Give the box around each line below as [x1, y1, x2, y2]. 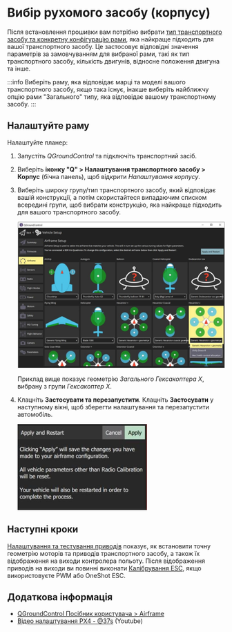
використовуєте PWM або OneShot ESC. [7, 571, 126, 579]
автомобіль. [17, 410, 53, 419]
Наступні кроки [7, 523, 79, 535]
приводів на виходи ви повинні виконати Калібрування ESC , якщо [7, 564, 202, 572]
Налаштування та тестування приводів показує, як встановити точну [7, 541, 211, 550]
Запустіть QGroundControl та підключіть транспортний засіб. [17, 151, 197, 160]
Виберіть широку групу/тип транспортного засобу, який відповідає [17, 185, 216, 194]
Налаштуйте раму [7, 120, 90, 132]
